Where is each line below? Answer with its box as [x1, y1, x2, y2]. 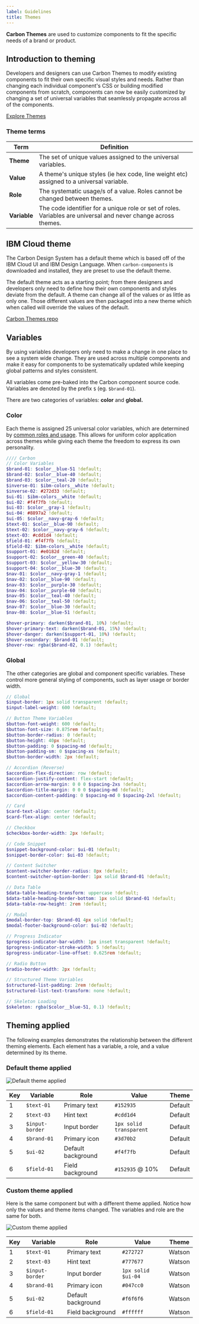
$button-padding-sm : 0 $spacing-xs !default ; [6, 748, 120, 755]
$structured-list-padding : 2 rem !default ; [6, 982, 113, 988]
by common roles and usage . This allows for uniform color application [6, 431, 176, 438]
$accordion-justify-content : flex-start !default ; [6, 776, 134, 781]
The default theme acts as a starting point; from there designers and [6, 279, 173, 286]
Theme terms [6, 127, 46, 136]
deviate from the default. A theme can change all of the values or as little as [6, 291, 191, 298]
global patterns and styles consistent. [6, 367, 98, 374]
